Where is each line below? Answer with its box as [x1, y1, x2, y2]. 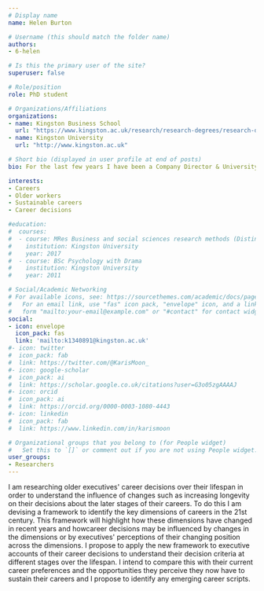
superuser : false [8, 69, 65, 77]
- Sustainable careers [8, 199, 82, 207]
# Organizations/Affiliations [8, 105, 108, 112]
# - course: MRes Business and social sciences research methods [8, 235, 230, 243]
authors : [8, 40, 37, 48]
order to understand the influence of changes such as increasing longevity [8, 490, 250, 500]
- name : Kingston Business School [8, 119, 122, 127]
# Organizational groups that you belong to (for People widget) [8, 439, 226, 446]
